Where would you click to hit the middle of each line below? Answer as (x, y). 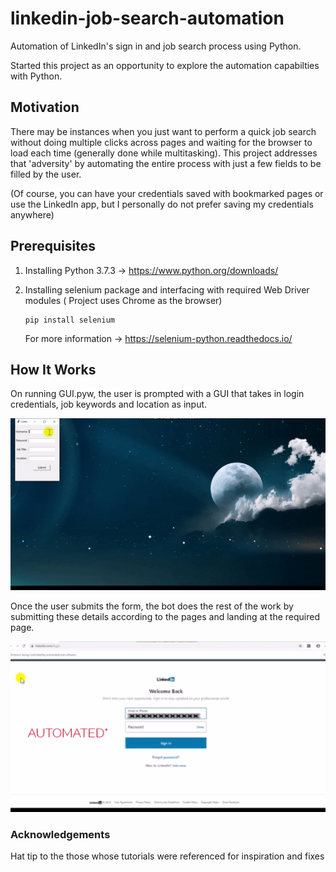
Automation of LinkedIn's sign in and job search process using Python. (156, 46)
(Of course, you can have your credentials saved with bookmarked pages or (167, 193)
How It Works (53, 369)
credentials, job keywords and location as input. (109, 404)
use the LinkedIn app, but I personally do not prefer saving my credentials (162, 204)
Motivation (45, 107)
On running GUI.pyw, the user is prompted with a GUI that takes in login (157, 394)
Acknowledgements (60, 834)
